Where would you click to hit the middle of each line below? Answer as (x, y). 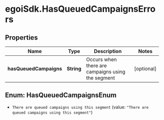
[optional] (145, 69)
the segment (101, 78)
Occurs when (102, 60)
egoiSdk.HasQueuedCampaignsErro (80, 9)
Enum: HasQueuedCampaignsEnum (61, 95)
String (74, 69)
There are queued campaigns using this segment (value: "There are (80, 107)
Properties (21, 37)
